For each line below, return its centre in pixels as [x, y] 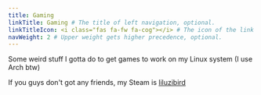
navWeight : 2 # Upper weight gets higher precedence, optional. [115, 37]
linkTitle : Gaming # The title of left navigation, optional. [112, 23]
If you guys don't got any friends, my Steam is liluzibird [97, 83]
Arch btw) [24, 68]
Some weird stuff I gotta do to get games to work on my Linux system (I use [130, 59]
